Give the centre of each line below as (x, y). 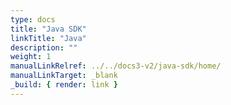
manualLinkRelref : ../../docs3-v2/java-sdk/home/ (116, 66)
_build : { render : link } (64, 85)
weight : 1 (31, 57)
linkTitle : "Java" (48, 38)
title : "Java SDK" (48, 29)
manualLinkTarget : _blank (64, 76)
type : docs (33, 19)
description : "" (44, 47)
